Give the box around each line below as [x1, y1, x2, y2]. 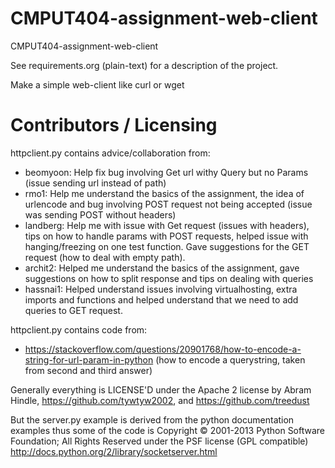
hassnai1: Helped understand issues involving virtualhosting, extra [24, 283, 298, 295]
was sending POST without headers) [24, 208, 177, 221]
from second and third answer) [24, 364, 153, 376]
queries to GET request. [24, 304, 123, 316]
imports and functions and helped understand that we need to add [24, 293, 299, 306]
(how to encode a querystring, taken [155, 353, 306, 366]
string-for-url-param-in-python [24, 353, 154, 366]
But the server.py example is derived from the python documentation [10, 413, 295, 426]
